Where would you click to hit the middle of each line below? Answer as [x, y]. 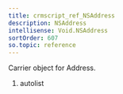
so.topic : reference [42, 45]
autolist [32, 84]
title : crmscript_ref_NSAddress [61, 16]
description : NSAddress [48, 23]
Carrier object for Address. [52, 68]
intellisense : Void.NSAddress [58, 30]
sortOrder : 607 [33, 38]
